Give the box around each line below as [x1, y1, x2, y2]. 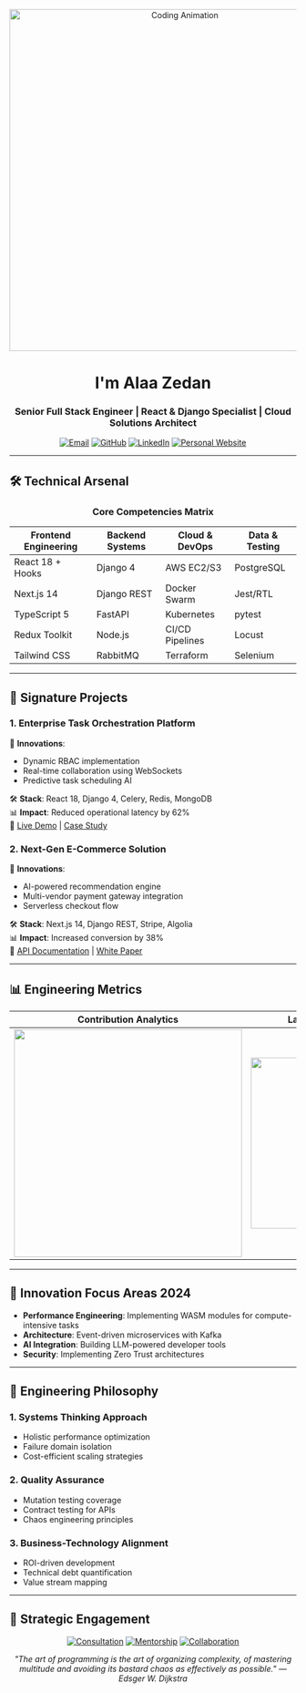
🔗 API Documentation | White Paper [9, 945, 143, 956]
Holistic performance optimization [22, 1431, 150, 1442]
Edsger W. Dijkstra [117, 1673, 189, 1684]
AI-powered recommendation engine [22, 881, 161, 893]
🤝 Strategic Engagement [9, 1612, 150, 1627]
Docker [165, 582, 197, 594]
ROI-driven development [22, 1557, 116, 1568]
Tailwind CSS [14, 649, 71, 662]
